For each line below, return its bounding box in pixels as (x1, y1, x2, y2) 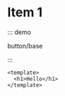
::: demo (7, 28, 32, 36)
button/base (7, 41, 43, 50)
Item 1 (7, 4, 43, 21)
